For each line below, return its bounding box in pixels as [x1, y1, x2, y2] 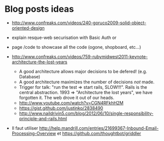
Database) [19, 73, 40, 79]
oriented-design [11, 25, 45, 31]
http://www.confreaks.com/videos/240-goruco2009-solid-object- [11, 20, 146, 26]
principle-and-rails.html [19, 115, 67, 121]
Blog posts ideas [4, 3, 74, 15]
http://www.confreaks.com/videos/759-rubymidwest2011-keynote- [11, 53, 148, 60]
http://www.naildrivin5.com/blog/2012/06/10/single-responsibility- [19, 110, 154, 116]
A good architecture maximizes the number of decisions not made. [19, 79, 155, 85]
